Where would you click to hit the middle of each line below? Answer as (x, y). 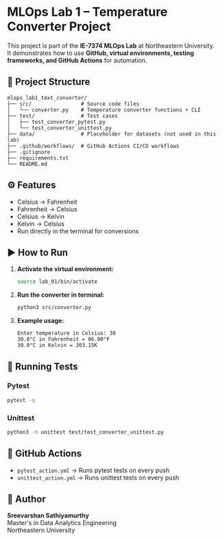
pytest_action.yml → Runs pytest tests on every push (93, 470)
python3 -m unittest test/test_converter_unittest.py (86, 432)
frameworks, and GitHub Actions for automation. (77, 60)
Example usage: (40, 321)
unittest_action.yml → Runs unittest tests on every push (98, 477)
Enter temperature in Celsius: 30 (66, 333)
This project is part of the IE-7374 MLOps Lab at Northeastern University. (111, 45)
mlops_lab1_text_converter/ (47, 98)
